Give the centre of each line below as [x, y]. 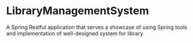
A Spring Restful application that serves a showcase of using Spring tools [97, 27]
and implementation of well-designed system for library [75, 33]
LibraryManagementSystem [78, 11]
